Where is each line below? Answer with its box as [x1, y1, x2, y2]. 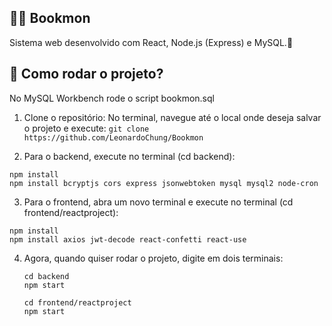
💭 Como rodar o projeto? [9, 66, 164, 83]
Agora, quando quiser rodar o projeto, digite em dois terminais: [23, 252, 284, 264]
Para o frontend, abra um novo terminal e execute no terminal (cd [23, 196, 294, 208]
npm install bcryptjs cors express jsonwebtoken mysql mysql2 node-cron [9, 178, 319, 188]
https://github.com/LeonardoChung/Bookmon [23, 132, 204, 143]
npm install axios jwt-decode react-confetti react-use [9, 234, 247, 245]
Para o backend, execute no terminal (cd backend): [23, 150, 236, 162]
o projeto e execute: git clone [23, 122, 150, 134]
